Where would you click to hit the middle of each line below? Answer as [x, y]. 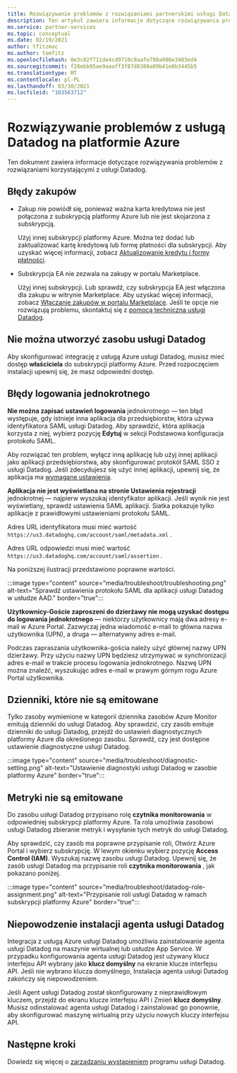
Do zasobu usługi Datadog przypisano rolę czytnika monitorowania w [110, 815]
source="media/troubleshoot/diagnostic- [138, 760]
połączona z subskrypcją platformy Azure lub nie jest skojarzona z [114, 216]
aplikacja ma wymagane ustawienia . [60, 476]
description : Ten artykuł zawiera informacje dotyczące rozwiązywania [113, 20]
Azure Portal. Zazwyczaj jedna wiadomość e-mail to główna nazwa [125, 626]
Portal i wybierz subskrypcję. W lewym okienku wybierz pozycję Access [113, 851]
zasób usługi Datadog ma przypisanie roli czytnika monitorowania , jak [111, 866]
